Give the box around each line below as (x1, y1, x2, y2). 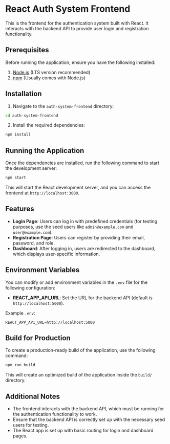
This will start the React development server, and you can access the (5, 185, 151, 190)
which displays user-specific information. (12, 251, 100, 257)
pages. (12, 433, 28, 439)
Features (5, 205, 34, 213)
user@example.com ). (12, 229, 53, 235)
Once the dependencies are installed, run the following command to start (5, 160, 160, 166)
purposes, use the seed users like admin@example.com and (12, 224, 134, 230)
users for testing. (12, 422, 49, 428)
